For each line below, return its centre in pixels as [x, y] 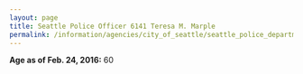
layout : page [34, 18]
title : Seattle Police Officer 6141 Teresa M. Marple [113, 26]
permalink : [30, 34]
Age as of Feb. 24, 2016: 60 [62, 60]
